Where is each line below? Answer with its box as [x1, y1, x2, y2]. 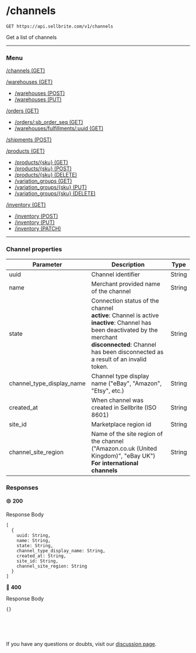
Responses [6, 484, 39, 492]
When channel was [91, 396, 144, 404]
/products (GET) [6, 147, 45, 154]
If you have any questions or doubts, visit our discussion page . [6, 640, 157, 647]
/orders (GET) [6, 107, 39, 115]
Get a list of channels [6, 33, 57, 40]
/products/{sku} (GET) [14, 159, 68, 166]
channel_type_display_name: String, [16, 548, 106, 554]
